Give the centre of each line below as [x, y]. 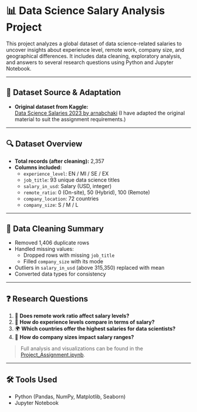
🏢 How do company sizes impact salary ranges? [74, 337]
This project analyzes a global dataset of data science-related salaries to [94, 43]
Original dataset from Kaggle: [51, 106]
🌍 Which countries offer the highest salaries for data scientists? [95, 329]
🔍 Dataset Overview [44, 144]
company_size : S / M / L [51, 205]
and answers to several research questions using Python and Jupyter [90, 62]
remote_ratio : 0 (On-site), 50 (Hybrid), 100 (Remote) [87, 192]
